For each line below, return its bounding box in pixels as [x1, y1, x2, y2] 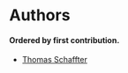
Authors [9, 5, 71, 26]
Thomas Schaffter [21, 55, 88, 65]
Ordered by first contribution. [9, 34, 120, 45]
